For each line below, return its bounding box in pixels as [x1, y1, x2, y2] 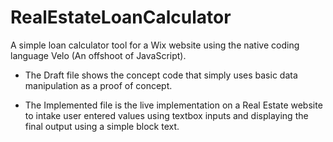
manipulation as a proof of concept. [24, 79, 173, 91]
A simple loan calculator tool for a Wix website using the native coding [10, 39, 300, 51]
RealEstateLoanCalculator [10, 6, 232, 29]
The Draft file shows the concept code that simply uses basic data [24, 69, 298, 81]
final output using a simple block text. [24, 120, 180, 132]
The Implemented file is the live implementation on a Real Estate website [24, 99, 323, 111]
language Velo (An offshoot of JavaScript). [10, 49, 187, 61]
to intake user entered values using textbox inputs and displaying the [24, 109, 309, 121]
